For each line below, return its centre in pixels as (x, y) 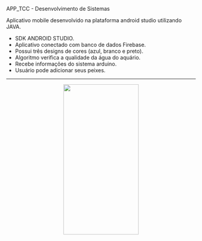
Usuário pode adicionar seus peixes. (60, 70)
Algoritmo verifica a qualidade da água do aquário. (78, 57)
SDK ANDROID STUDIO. (44, 38)
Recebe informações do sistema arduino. (66, 64)
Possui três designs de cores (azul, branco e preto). (79, 51)
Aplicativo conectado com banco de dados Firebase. (80, 45)
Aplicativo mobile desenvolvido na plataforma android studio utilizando (94, 20)
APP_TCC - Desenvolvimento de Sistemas (58, 9)
